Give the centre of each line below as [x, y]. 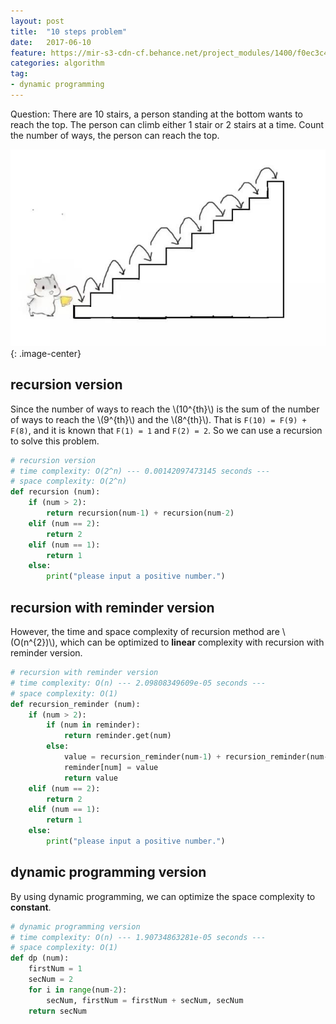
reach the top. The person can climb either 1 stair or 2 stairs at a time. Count [167, 124]
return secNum [57, 1011]
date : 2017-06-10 [51, 42]
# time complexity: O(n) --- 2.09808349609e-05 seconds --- [138, 683]
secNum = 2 [51, 980]
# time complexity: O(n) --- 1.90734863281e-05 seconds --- [138, 937]
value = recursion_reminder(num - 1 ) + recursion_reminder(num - [196, 757]
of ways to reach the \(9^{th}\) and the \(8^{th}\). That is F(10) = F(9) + [158, 419]
